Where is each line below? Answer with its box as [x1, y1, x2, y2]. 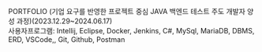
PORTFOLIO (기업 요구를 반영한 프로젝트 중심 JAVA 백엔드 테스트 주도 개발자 [8, 7, 246, 16]
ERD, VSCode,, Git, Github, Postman [8, 35, 125, 44]
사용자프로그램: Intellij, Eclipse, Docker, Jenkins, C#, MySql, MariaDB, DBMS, [8, 26, 255, 35]
